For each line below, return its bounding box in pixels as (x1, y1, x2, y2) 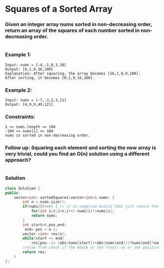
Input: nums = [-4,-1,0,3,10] (5, 62, 67, 67)
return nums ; (31, 213, 58, 218)
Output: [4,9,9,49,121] (5, 102, 54, 107)
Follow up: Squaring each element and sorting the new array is (5, 145, 156, 151)
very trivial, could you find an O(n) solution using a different (5, 150, 150, 157)
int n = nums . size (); (22, 199, 67, 204)
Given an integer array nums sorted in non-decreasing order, (5, 21, 152, 28)
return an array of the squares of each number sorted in (5, 27, 140, 34)
